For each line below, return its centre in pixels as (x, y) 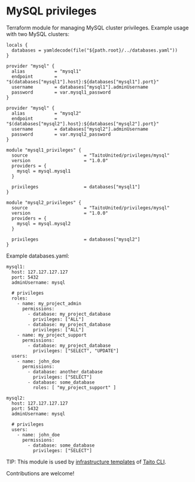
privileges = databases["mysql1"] (76, 187)
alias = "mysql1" (47, 71)
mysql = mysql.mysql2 (44, 223)
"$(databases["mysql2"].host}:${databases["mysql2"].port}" (83, 124)
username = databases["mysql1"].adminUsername (80, 87)
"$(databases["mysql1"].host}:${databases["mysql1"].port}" (83, 82)
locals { (17, 45)
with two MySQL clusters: (38, 34)
